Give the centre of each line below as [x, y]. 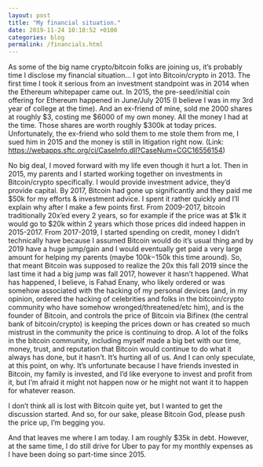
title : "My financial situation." [65, 23]
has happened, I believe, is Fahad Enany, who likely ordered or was [117, 283]
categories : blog [37, 37]
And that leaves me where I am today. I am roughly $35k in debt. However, [128, 438]
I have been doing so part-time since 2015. [77, 454]
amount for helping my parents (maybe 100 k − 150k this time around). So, [125, 257]
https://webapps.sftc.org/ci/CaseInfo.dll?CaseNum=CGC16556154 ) [117, 151]
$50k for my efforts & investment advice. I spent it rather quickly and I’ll [124, 199]
